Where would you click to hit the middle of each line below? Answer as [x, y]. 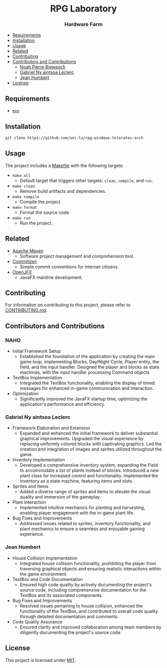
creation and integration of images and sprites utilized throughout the [91, 449]
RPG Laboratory [83, 9]
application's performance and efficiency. [62, 404]
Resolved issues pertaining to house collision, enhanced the [81, 606]
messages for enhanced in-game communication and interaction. [87, 388]
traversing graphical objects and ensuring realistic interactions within [90, 569]
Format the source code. [45, 212]
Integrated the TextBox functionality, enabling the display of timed [87, 383]
